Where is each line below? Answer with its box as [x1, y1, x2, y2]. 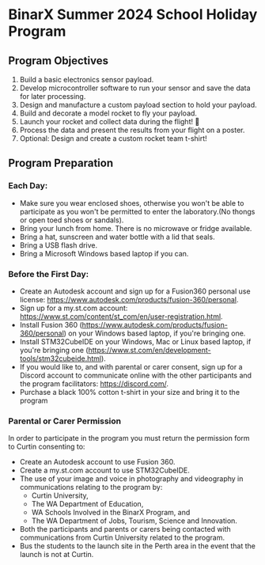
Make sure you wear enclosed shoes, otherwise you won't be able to [19, 198, 244, 207]
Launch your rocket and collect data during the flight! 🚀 [19, 117, 200, 126]
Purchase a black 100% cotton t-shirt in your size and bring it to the [19, 387, 240, 396]
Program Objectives [8, 54, 109, 67]
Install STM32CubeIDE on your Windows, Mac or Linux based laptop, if [19, 336, 252, 346]
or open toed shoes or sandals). [19, 215, 124, 225]
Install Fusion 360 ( [19, 320, 83, 329]
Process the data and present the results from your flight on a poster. [19, 125, 245, 135]
